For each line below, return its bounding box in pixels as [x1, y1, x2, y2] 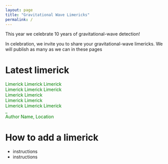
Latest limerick [5, 64, 70, 76]
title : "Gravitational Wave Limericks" [5, 12, 90, 17]
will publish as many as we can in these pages [5, 46, 103, 53]
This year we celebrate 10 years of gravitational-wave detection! [5, 31, 141, 37]
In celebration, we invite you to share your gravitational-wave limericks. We [5, 41, 163, 47]
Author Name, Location [5, 113, 54, 120]
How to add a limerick [5, 131, 99, 143]
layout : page [5, 7, 33, 13]
